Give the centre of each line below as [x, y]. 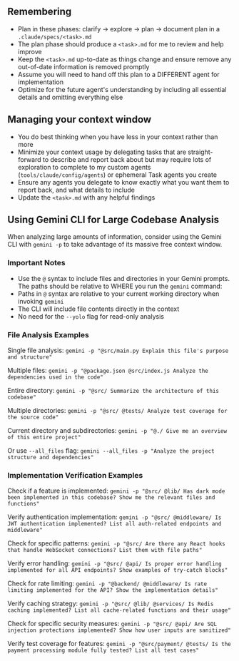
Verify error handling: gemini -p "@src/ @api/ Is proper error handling [115, 563]
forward [29, 159]
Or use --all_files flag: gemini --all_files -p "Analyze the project [111, 451]
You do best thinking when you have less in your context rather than [118, 137]
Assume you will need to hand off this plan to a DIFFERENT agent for [118, 74]
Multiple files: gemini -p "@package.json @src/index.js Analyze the [108, 371]
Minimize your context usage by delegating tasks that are [102, 152]
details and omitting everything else [70, 97]
